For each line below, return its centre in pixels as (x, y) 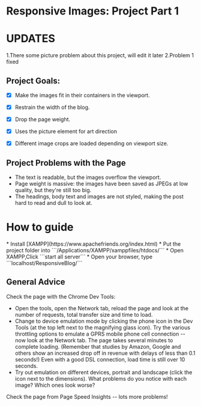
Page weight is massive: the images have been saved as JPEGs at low (101, 184)
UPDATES (31, 39)
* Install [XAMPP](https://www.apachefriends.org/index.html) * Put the (94, 244)
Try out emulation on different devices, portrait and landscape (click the (103, 372)
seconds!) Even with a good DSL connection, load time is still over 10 (100, 359)
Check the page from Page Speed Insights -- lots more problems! (87, 396)
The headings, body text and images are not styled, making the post (99, 196)
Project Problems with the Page (66, 163)
